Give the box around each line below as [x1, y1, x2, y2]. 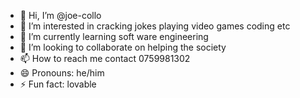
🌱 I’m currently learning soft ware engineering [19, 31, 209, 42]
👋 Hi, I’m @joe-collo [19, 10, 102, 21]
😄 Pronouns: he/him [19, 67, 105, 79]
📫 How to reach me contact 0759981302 [19, 53, 191, 64]
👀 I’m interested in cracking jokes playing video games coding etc [19, 20, 291, 32]
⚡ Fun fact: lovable [19, 78, 97, 90]
